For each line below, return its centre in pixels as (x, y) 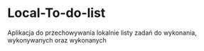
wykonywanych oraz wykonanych (57, 40)
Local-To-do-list (57, 13)
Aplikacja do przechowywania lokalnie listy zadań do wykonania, (102, 33)
